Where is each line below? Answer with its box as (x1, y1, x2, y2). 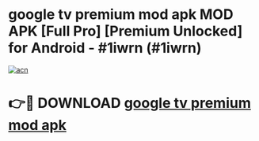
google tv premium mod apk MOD (8, 6, 234, 24)
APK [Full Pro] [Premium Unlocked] (8, 22, 243, 40)
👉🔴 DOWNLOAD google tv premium (8, 95, 251, 112)
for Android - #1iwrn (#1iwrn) (8, 39, 202, 57)
